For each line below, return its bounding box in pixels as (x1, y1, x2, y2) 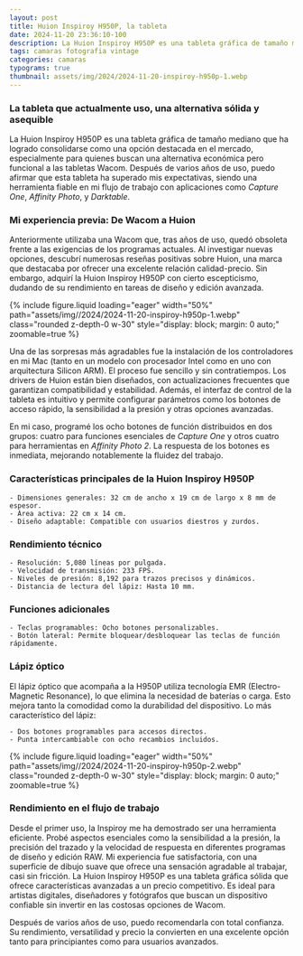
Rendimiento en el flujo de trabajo (9, 801, 160, 814)
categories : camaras (9, 55, 87, 64)
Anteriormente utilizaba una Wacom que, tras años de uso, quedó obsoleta (9, 234, 288, 245)
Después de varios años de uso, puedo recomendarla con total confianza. (9, 916, 284, 927)
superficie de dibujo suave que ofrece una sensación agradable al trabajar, (9, 860, 288, 872)
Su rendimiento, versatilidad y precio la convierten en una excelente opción (9, 926, 289, 937)
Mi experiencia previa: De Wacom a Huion (9, 213, 196, 226)
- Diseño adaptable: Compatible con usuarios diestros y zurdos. (9, 517, 260, 526)
